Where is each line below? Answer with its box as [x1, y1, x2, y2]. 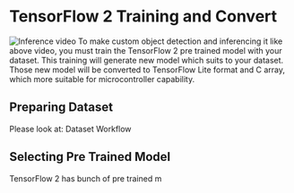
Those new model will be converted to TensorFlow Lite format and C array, [9, 64, 285, 75]
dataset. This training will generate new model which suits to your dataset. [9, 55, 284, 65]
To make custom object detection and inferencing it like [77, 36, 283, 46]
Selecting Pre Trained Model [9, 149, 171, 164]
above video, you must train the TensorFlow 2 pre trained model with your [9, 45, 282, 55]
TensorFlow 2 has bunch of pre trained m [9, 172, 162, 184]
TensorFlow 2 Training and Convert [9, 6, 278, 27]
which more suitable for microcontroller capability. [9, 73, 195, 84]
